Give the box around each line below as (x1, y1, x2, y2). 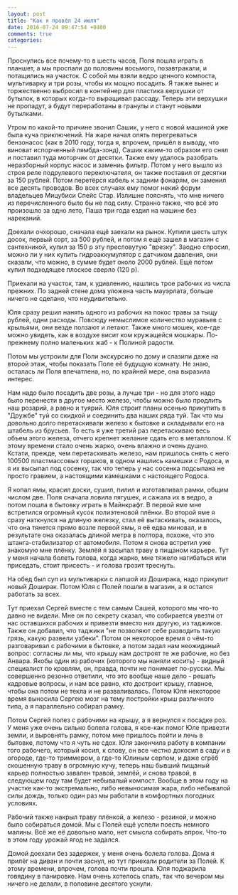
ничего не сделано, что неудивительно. (7, 295, 128, 303)
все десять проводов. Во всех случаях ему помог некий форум (7, 184, 201, 192)
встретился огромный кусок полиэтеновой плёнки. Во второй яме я (7, 508, 215, 517)
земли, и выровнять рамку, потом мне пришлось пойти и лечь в (7, 731, 203, 740)
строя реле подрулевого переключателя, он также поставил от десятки (7, 169, 227, 177)
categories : (7, 37, 43, 44)
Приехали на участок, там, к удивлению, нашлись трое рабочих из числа (7, 279, 231, 288)
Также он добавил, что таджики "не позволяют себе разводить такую (7, 627, 221, 635)
